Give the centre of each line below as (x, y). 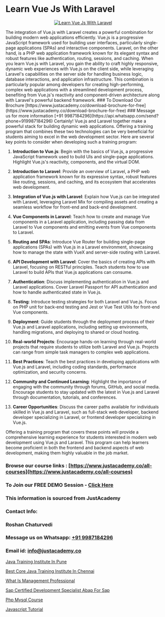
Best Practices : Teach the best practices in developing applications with (86, 361)
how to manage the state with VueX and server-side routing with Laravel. (86, 252)
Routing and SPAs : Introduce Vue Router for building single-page (79, 241)
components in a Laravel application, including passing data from (79, 222)
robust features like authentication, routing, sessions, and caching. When (80, 58)
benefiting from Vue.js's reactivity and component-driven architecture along (83, 95)
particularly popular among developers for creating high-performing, (75, 84)
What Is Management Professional (40, 581)
